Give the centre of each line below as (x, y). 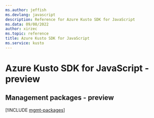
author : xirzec (21, 29)
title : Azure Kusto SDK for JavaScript (48, 39)
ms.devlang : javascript (30, 15)
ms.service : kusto (25, 43)
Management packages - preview (60, 98)
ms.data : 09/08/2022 (27, 24)
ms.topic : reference (27, 34)
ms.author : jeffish (26, 10)
